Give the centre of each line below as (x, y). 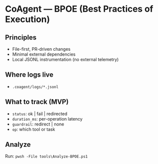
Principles (21, 37)
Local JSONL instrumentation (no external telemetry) (65, 59)
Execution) (28, 19)
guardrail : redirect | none (38, 124)
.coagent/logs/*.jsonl (35, 87)
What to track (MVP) (37, 102)
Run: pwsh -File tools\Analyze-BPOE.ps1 (46, 156)
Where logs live (29, 75)
